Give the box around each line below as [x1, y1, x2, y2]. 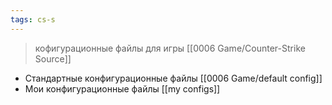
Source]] [34, 52, 72, 65]
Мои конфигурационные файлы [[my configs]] [24, 82, 221, 95]
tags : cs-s [10, 14, 56, 25]
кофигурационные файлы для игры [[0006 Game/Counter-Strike [34, 42, 306, 54]
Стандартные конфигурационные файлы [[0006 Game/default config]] [24, 72, 323, 84]
